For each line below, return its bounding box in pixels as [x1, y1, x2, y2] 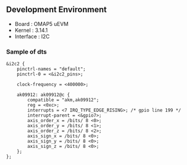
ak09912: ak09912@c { [17, 92, 70, 98]
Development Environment [6, 5, 107, 15]
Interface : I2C [14, 32, 50, 40]
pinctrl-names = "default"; [17, 66, 86, 72]
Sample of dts [6, 47, 47, 55]
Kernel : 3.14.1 [14, 27, 48, 34]
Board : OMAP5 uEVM [14, 20, 69, 27]
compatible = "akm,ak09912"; [27, 97, 99, 103]
